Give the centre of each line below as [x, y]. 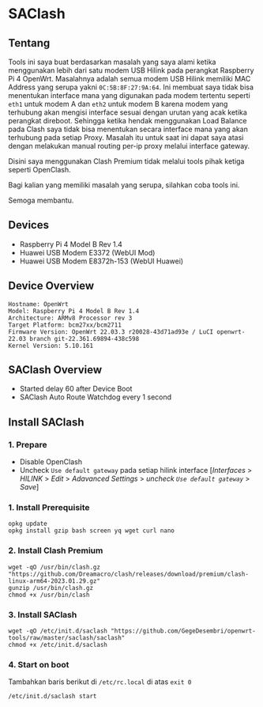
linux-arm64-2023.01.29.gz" [54, 581]
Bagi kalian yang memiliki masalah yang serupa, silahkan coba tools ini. [124, 185]
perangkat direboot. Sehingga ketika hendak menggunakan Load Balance [128, 121]
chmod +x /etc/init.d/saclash [58, 645]
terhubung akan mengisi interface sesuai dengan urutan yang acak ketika [128, 112]
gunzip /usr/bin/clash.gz [51, 588]
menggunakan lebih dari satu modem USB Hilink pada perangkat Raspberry [131, 70]
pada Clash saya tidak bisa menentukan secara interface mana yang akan [128, 129]
